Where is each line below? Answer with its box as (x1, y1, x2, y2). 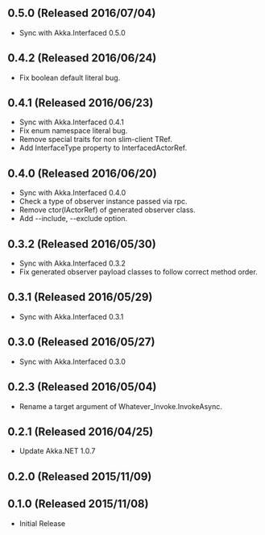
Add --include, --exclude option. (19, 214, 128, 224)
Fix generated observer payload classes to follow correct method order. (19, 267, 259, 277)
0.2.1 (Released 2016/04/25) (7, 424, 154, 438)
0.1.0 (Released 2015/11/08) (7, 497, 149, 511)
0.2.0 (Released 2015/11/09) (7, 470, 152, 483)
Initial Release (19, 518, 66, 528)
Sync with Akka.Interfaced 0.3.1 (19, 311, 124, 321)
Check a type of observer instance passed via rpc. (19, 197, 188, 207)
